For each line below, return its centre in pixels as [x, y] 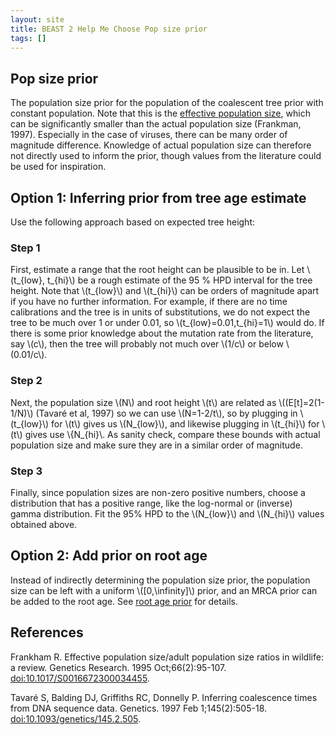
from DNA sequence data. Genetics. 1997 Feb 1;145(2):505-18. [139, 708]
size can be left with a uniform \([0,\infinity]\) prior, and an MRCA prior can [164, 590]
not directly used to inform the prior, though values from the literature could [166, 156]
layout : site [37, 19]
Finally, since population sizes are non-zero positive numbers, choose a [158, 492]
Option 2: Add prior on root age [109, 556]
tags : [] [28, 38]
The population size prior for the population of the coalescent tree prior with [167, 103]
